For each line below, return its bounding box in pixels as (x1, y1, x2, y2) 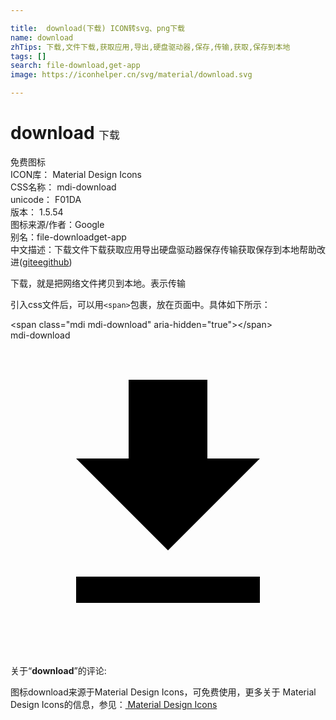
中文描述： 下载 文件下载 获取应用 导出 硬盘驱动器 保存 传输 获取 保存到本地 (10, 243, 300, 255)
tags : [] (10, 51, 47, 61)
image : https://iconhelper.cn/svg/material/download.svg (10, 70, 253, 80)
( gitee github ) (19, 256, 73, 268)
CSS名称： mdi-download (10, 181, 117, 193)
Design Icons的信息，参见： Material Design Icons (10, 698, 218, 710)
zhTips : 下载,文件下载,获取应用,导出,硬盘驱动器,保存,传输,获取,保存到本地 (10, 42, 291, 52)
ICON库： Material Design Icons (10, 168, 142, 180)
